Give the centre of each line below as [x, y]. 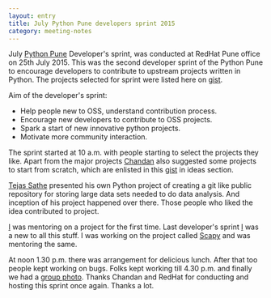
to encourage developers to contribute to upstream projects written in [125, 71]
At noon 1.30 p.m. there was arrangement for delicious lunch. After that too [133, 260]
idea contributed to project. [54, 211]
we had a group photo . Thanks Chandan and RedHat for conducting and [129, 277]
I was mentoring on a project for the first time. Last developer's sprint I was [133, 227]
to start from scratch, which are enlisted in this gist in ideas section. [121, 170]
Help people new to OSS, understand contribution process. [119, 111]
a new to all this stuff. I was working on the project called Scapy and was [129, 236]
